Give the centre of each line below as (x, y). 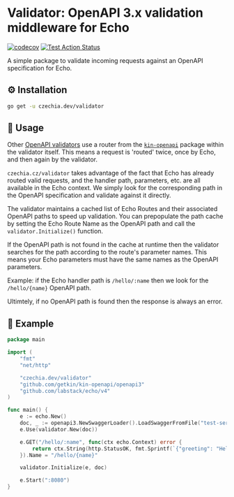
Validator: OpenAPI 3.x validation (106, 13)
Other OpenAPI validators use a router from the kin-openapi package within (116, 145)
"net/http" (36, 365)
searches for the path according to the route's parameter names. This (107, 252)
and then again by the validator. (52, 159)
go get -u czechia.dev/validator (56, 106)
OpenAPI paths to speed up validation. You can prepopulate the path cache (115, 216)
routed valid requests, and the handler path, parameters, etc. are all (104, 180)
